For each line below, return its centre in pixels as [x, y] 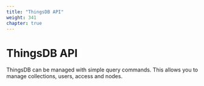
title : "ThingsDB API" [35, 12]
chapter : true [24, 23]
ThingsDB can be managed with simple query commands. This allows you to [102, 70]
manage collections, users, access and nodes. [65, 76]
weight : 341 [21, 18]
